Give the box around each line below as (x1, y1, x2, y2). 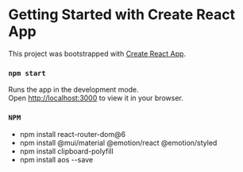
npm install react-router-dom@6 (19, 129, 125, 139)
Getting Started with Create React (8, 6, 236, 24)
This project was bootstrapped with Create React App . (8, 49, 187, 58)
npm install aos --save (19, 154, 94, 164)
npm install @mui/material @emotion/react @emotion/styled (19, 138, 218, 147)
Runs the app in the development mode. (8, 85, 139, 95)
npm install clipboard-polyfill (19, 146, 114, 156)
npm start (8, 68, 46, 77)
